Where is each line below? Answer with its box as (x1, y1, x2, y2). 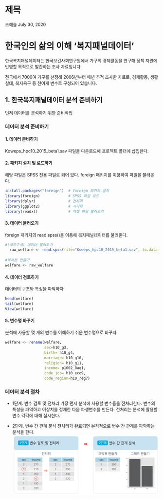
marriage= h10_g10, (44, 355, 84, 360)
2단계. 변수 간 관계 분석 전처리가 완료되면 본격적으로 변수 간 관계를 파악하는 (12, 423, 155, 429)
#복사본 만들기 (5, 258, 30, 263)
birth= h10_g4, (44, 350, 75, 355)
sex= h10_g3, (44, 345, 69, 350)
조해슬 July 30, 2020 (5, 22, 46, 27)
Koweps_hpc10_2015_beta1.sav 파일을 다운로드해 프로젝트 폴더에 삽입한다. (5, 148, 149, 154)
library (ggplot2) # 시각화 (5, 204, 83, 209)
